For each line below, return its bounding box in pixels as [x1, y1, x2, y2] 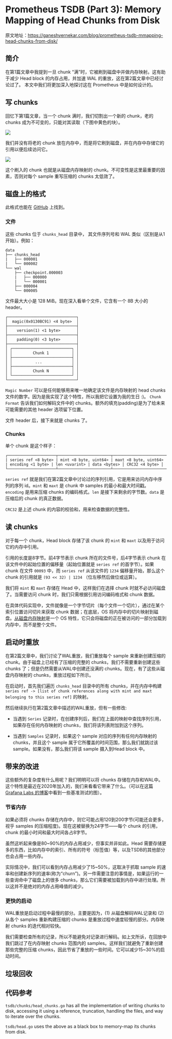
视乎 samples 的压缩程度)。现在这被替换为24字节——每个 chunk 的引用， [5, 823, 160, 829]
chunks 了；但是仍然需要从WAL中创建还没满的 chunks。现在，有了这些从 [5, 665, 161, 672]
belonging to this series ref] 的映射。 [5, 694, 91, 700]
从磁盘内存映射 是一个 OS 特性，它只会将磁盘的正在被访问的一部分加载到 [14, 615, 167, 621]
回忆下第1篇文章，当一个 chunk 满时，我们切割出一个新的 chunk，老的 [5, 113, 154, 119]
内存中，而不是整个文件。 [5, 621, 59, 627]
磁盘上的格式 [5, 189, 46, 198]
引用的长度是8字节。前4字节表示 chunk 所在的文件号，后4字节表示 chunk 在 [5, 554, 166, 561]
